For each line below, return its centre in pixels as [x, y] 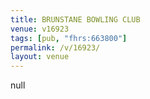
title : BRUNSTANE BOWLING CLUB [75, 19]
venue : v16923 [40, 29]
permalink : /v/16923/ [55, 47]
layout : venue [40, 57]
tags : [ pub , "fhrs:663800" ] [69, 38]
